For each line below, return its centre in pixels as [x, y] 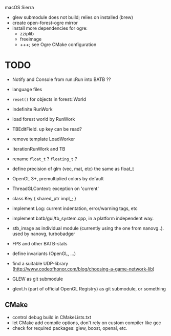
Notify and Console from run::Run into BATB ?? [61, 79]
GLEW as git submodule [38, 279]
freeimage [31, 39]
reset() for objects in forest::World [49, 99]
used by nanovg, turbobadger [44, 234]
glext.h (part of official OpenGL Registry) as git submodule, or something [89, 288]
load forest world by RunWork [44, 119]
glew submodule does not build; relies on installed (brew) [73, 17]
